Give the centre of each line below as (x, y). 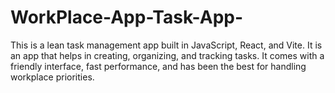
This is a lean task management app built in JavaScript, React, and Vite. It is (166, 45)
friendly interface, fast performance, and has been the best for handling (158, 66)
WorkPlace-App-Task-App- (127, 17)
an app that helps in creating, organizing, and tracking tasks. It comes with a (167, 55)
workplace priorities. (52, 77)
